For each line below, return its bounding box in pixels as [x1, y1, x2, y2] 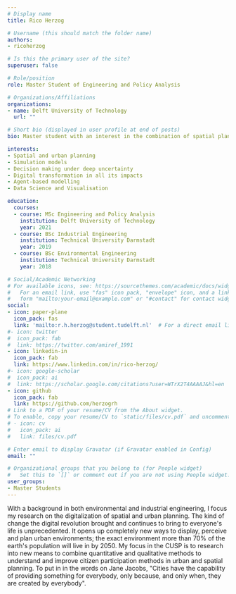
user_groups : [7, 478, 46, 485]
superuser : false [7, 62, 58, 69]
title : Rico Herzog [7, 17, 65, 24]
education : [7, 198, 39, 205]
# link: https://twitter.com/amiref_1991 [7, 341, 133, 349]
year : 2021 [20, 223, 52, 231]
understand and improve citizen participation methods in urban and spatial [7, 556, 223, 564]
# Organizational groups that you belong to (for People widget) [7, 465, 202, 472]
